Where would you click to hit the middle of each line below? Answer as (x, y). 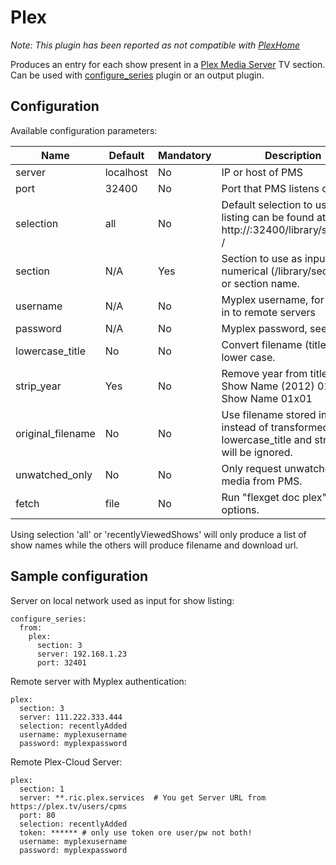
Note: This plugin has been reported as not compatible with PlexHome (155, 45)
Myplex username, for (273, 299)
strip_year (38, 386)
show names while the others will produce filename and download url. (154, 545)
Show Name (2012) (268, 386)
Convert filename (262, 344)
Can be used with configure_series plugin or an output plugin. (137, 75)
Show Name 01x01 (267, 398)
